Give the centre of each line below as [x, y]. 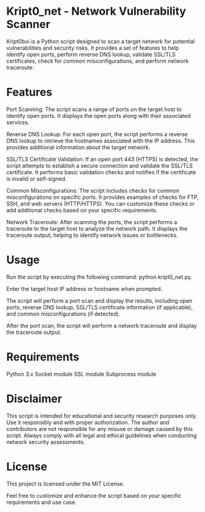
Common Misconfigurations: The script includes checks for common [93, 190]
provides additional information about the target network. [78, 147]
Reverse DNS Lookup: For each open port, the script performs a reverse [97, 134]
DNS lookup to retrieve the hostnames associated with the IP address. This [101, 141]
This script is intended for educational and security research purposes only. [102, 416]
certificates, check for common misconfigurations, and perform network [98, 61]
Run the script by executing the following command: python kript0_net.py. [99, 277]
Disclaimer [34, 399]
